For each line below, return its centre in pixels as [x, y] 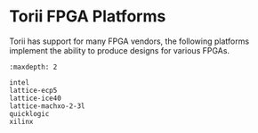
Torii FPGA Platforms [88, 17]
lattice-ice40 [36, 98]
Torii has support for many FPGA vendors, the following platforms [129, 41]
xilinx [21, 121]
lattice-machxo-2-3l [48, 106]
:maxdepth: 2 [33, 67]
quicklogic [29, 113]
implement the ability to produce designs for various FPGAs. [119, 50]
